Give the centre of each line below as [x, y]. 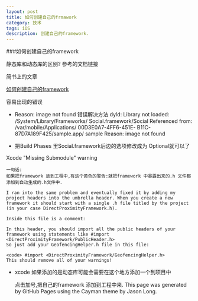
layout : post [22, 12]
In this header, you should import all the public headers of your [91, 229]
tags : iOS [18, 28]
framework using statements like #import [58, 235]
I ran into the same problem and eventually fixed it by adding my [91, 193]
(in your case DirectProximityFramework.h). [62, 208]
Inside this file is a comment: [46, 219]
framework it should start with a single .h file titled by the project [98, 203]
